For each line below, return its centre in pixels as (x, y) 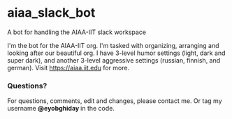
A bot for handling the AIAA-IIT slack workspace (77, 32)
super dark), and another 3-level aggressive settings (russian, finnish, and (114, 60)
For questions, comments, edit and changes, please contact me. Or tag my (115, 101)
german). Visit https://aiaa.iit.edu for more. (68, 68)
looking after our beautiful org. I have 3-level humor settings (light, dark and (116, 53)
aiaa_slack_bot (51, 13)
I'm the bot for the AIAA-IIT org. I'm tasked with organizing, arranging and (113, 45)
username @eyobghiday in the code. (61, 109)
